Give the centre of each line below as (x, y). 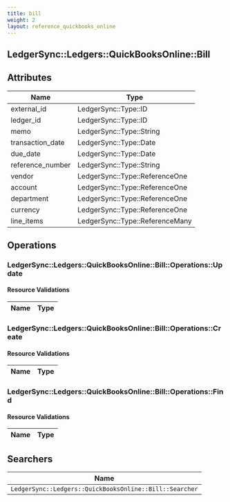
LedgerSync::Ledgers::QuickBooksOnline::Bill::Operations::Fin (115, 392)
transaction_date (38, 142)
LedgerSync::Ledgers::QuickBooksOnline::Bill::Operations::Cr (114, 328)
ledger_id (26, 120)
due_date (26, 154)
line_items (27, 221)
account (24, 187)
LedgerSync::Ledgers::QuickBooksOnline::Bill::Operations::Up (115, 265)
